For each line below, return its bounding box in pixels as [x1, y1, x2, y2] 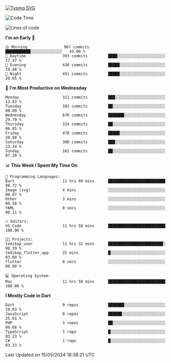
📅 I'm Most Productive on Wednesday [5, 85, 87, 91]
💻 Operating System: [5, 273, 51, 279]
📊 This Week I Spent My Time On [5, 162, 78, 168]
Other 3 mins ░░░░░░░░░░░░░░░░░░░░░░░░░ [5, 197, 166, 202]
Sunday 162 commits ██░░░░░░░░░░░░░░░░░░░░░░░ [5, 148, 166, 154]
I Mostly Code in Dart [5, 292, 51, 298]
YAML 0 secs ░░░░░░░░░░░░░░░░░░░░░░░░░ [5, 205, 166, 210]
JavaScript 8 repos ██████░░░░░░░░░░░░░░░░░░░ [5, 311, 166, 316]
